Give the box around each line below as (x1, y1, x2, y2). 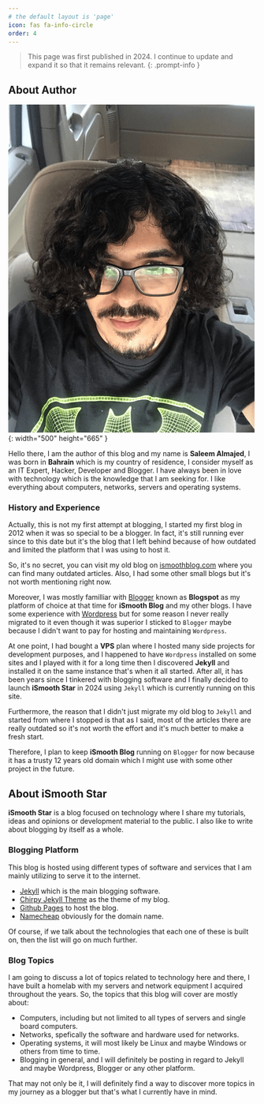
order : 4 (8, 29, 37, 37)
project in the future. (8, 764, 75, 773)
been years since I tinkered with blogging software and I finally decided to (8, 675, 248, 684)
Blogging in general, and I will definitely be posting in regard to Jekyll (19, 1054, 244, 1065)
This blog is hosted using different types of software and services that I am (8, 863, 252, 872)
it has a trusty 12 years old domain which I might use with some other (8, 756, 233, 765)
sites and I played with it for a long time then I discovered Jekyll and (8, 658, 230, 668)
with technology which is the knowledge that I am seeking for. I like (8, 474, 226, 484)
